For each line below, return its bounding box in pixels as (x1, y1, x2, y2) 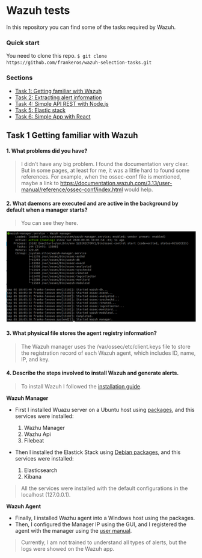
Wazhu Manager (23, 424, 65, 431)
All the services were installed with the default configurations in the (20, 485, 188, 492)
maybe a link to (20, 180, 59, 187)
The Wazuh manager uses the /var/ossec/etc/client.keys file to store (20, 343, 191, 350)
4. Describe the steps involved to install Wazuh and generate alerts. (6, 369, 179, 376)
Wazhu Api (23, 431, 51, 438)
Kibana (23, 473, 42, 480)
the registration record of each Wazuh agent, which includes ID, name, (20, 349, 196, 357)
